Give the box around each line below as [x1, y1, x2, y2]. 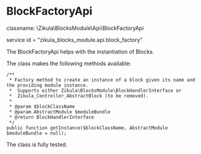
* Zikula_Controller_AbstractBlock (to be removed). [9, 93, 149, 99]
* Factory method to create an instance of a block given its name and [9, 77, 196, 83]
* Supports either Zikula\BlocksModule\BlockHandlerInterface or [9, 87, 182, 94]
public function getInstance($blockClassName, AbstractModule [6, 125, 168, 131]
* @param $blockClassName [9, 103, 75, 110]
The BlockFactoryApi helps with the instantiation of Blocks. [6, 47, 155, 55]
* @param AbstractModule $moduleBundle [9, 108, 111, 115]
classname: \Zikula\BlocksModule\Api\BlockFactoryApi [6, 24, 144, 32]
